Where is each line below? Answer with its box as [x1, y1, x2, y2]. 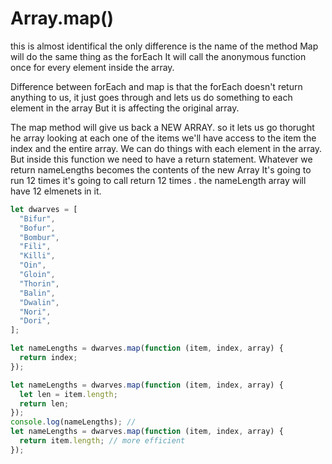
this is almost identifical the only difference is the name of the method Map [10, 40, 319, 52]
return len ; [19, 398, 70, 409]
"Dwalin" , [19, 297, 60, 307]
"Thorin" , [19, 278, 60, 289]
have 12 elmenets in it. [10, 185, 102, 197]
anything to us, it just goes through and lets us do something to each [10, 91, 293, 103]
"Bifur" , [19, 213, 56, 224]
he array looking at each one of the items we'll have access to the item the [10, 132, 317, 144]
